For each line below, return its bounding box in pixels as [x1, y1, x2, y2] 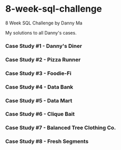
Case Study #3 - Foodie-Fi [5, 70, 72, 77]
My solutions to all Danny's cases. [5, 29, 77, 36]
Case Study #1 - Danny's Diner [5, 42, 82, 49]
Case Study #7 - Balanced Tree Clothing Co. [5, 124, 116, 131]
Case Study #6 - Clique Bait [5, 110, 75, 117]
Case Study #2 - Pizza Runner [5, 56, 81, 63]
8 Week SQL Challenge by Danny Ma [5, 20, 83, 26]
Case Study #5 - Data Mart [5, 97, 73, 104]
